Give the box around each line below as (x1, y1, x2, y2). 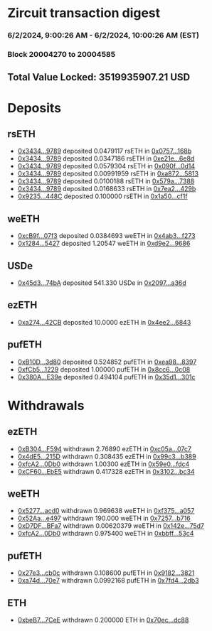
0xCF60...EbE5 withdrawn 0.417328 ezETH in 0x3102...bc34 (17, 467, 195, 475)
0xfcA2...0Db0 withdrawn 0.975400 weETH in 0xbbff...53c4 (17, 529, 194, 538)
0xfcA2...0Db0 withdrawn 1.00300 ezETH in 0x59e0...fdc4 (17, 460, 190, 468)
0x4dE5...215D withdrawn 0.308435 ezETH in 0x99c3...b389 (17, 452, 197, 460)
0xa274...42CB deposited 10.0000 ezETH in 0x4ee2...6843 (17, 318, 191, 326)
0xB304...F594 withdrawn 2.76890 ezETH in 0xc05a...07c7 (17, 444, 192, 453)
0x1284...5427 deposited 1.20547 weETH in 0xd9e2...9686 (17, 239, 191, 248)
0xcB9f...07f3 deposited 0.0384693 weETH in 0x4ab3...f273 (17, 232, 196, 240)
